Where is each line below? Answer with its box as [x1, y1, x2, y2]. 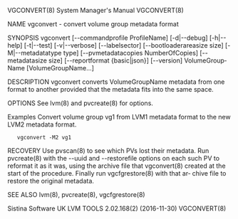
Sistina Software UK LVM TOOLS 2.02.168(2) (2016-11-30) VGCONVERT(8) [7, 204, 227, 213]
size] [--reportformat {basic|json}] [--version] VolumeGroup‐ [48, 56, 227, 65]
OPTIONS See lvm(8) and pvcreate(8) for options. [7, 99, 153, 107]
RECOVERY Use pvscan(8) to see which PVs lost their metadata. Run [7, 146, 209, 155]
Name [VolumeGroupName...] [7, 64, 95, 72]
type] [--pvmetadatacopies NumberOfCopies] [63, 49, 198, 57]
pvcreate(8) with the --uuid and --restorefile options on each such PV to [7, 154, 219, 162]
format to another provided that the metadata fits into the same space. [7, 85, 214, 93]
